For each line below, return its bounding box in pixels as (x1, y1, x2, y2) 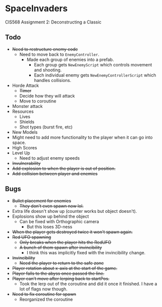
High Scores (12, 144, 38, 150)
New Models (12, 129, 38, 135)
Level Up (12, 150, 30, 156)
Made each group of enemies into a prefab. (26, 57, 114, 62)
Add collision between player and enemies (12, 170, 98, 176)
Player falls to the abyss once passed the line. (12, 270, 105, 276)
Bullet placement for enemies (12, 198, 72, 204)
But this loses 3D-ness (26, 224, 72, 229)
